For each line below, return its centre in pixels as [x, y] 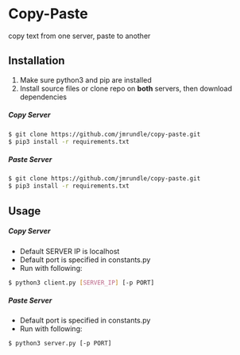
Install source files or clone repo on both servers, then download [126, 88]
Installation [37, 61]
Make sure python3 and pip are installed [86, 79]
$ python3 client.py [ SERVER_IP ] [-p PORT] [81, 283]
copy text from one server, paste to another [79, 36]
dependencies [43, 97]
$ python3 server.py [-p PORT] [60, 343]
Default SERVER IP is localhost [70, 251]
